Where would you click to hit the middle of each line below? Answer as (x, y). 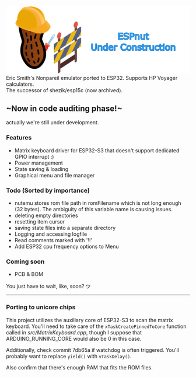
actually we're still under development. (52, 123)
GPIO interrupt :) (34, 156)
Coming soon (25, 261)
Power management (38, 163)
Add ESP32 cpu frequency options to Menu (67, 246)
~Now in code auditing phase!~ (64, 108)
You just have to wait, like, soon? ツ (49, 287)
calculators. (20, 84)
